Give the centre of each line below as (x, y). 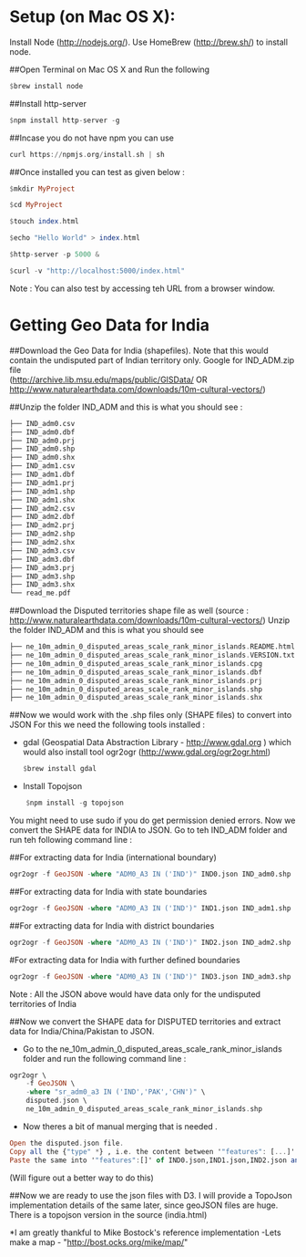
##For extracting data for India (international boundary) (113, 857)
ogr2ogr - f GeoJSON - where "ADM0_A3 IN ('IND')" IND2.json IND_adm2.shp (150, 942)
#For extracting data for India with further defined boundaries (125, 960)
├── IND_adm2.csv (42, 508)
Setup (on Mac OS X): (92, 17)
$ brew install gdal (60, 769)
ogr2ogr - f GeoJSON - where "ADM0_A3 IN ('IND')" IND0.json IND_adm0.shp (150, 874)
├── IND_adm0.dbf (42, 432)
